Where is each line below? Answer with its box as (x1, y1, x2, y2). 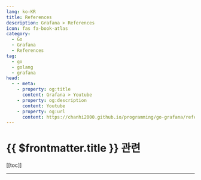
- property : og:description (17, 97, 87, 103)
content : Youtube (22, 103, 66, 109)
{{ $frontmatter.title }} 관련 (6, 141, 141, 155)
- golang (11, 64, 33, 70)
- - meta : (11, 81, 36, 87)
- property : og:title (17, 86, 71, 92)
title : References (6, 14, 52, 20)
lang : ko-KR (6, 8, 36, 15)
